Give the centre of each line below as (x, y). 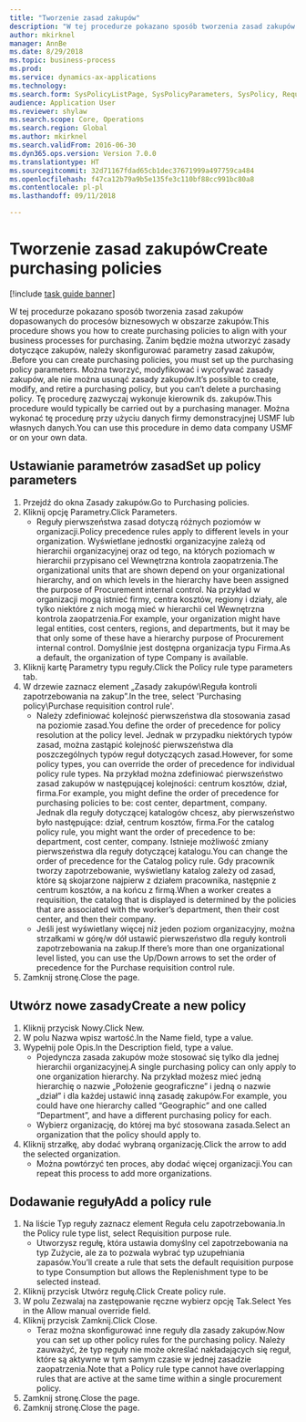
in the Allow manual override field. (87, 1311)
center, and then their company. (96, 919)
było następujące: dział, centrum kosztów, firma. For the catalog (155, 822)
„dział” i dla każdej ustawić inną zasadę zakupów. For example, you (161, 1095)
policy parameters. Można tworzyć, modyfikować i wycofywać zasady (142, 369)
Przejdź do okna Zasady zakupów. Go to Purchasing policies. (136, 502)
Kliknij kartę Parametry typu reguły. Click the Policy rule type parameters (158, 667)
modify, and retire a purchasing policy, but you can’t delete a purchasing (145, 389)
